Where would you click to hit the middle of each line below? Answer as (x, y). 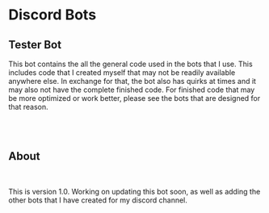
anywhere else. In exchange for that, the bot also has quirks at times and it (132, 81)
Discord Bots (53, 15)
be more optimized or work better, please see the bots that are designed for (134, 98)
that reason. (28, 107)
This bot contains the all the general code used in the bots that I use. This (130, 64)
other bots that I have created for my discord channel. (98, 200)
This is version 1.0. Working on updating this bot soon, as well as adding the (134, 191)
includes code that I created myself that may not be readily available (122, 73)
